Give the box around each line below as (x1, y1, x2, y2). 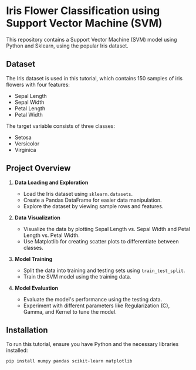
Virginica (14, 146, 36, 153)
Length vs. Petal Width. (23, 232, 80, 239)
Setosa (14, 134, 32, 141)
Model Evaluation (14, 284, 59, 291)
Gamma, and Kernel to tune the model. (23, 308, 117, 315)
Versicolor (14, 140, 40, 147)
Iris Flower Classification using (6, 4, 160, 18)
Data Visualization (14, 214, 60, 221)
